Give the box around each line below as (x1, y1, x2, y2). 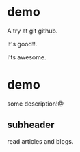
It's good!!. (7, 40, 38, 48)
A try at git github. (7, 27, 58, 35)
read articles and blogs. (7, 137, 74, 145)
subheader (7, 119, 55, 131)
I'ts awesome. (7, 52, 46, 61)
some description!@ (7, 100, 64, 108)
